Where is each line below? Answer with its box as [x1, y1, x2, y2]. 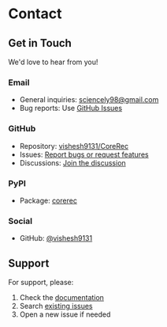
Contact [8, 5, 62, 23]
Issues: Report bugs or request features [19, 150, 149, 159]
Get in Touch [8, 36, 72, 50]
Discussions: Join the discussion [19, 158, 126, 167]
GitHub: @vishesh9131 [19, 234, 93, 243]
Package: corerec [19, 196, 77, 205]
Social [8, 215, 33, 226]
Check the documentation [19, 293, 105, 302]
